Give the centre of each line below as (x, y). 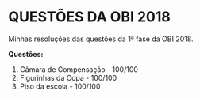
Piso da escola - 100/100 (60, 86)
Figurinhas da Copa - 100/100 (68, 77)
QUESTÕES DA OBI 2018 (89, 17)
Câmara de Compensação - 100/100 (79, 69)
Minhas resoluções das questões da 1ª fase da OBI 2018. (101, 39)
